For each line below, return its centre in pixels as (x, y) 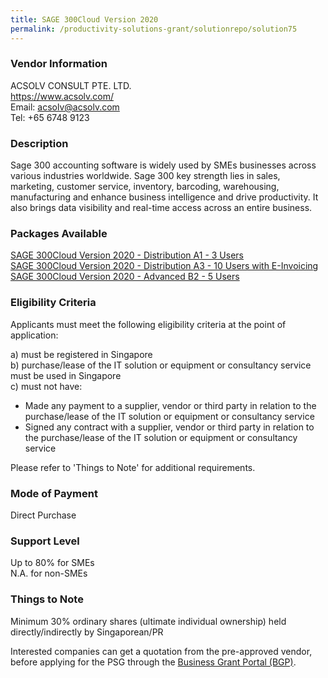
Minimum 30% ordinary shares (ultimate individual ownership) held (148, 621)
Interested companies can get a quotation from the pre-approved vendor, (161, 651)
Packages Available (59, 234)
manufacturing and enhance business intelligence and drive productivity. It (164, 197)
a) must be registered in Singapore (81, 354)
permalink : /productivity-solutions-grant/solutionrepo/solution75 (154, 29)
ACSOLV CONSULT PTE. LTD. (71, 85)
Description (39, 143)
